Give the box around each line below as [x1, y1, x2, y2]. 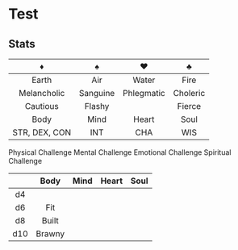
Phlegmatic [122, 88, 165, 98]
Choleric [173, 88, 206, 98]
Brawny [35, 228, 65, 239]
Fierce [177, 101, 202, 111]
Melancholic [19, 88, 65, 98]
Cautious [24, 101, 59, 111]
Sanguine [79, 88, 115, 98]
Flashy [84, 101, 110, 111]
